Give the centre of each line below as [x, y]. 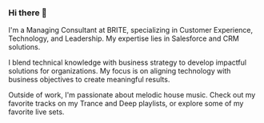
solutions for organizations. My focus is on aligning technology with [120, 71]
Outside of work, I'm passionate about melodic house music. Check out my [132, 95]
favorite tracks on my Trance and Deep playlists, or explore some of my [126, 104]
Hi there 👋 [28, 13]
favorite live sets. [36, 112]
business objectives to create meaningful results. [89, 80]
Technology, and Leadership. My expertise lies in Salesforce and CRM [124, 38]
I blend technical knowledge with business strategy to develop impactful [127, 62]
